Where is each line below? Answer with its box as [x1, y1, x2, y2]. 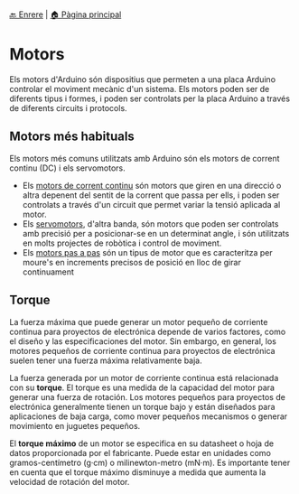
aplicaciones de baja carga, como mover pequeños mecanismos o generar [9, 411, 288, 422]
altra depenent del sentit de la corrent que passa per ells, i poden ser [22, 190, 280, 200]
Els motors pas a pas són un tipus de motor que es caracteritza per [22, 247, 273, 257]
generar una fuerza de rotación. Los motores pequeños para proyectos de [9, 391, 286, 402]
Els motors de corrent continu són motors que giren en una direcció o [22, 180, 282, 191]
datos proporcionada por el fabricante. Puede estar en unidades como [9, 447, 271, 458]
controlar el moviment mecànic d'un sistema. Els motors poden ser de [9, 83, 270, 94]
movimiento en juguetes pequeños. [9, 420, 141, 431]
